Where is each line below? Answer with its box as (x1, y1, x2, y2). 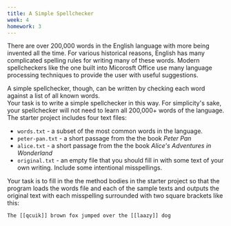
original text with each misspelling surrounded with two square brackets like (7, 192, 223, 200)
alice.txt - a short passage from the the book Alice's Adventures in (17, 142, 212, 150)
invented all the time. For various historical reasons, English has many (7, 49, 205, 57)
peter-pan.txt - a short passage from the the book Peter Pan (17, 134, 192, 143)
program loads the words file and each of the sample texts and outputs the (7, 184, 219, 193)
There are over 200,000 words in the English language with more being (7, 42, 210, 50)
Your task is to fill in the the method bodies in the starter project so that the (7, 177, 220, 185)
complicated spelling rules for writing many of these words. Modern (7, 56, 200, 65)
